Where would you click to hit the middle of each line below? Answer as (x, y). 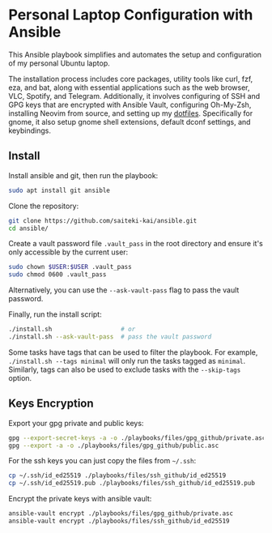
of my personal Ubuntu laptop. (59, 63)
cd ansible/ (28, 228)
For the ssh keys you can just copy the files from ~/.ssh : (102, 461)
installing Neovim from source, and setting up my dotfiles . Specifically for (131, 113)
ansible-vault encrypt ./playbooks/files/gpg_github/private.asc (121, 514)
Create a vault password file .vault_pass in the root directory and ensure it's (136, 244)
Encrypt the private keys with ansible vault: (80, 499)
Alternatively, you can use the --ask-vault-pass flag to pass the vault (124, 290)
